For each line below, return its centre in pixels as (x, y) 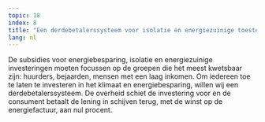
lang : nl (22, 37)
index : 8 (22, 23)
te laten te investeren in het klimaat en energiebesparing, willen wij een (123, 85)
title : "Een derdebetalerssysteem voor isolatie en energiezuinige (121, 30)
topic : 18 (24, 15)
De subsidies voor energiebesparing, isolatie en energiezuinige (110, 60)
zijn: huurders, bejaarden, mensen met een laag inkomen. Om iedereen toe (129, 76)
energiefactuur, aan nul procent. (60, 110)
